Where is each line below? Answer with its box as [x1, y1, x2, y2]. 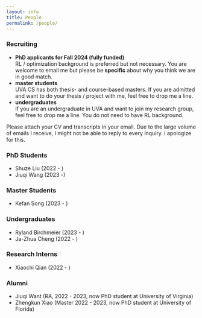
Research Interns [6, 250, 58, 258]
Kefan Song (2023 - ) [14, 200, 68, 207]
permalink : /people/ [6, 20, 58, 26]
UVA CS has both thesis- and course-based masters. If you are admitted [14, 86, 195, 93]
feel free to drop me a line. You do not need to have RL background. [14, 111, 184, 118]
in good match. [14, 73, 53, 80]
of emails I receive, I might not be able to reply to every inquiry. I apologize [6, 129, 192, 136]
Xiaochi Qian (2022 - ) [14, 264, 71, 271]
